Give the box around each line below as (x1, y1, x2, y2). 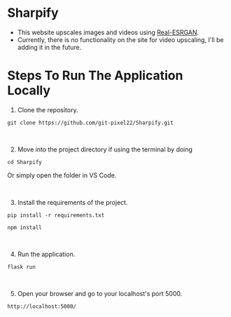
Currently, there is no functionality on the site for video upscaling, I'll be (17, 35, 224, 43)
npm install (7, 224, 42, 231)
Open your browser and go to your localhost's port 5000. (17, 289, 183, 297)
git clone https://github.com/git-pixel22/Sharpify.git (7, 119, 174, 126)
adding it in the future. (17, 43, 82, 51)
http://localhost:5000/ (7, 303, 77, 310)
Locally (7, 83, 51, 99)
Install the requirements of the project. (17, 198, 128, 206)
